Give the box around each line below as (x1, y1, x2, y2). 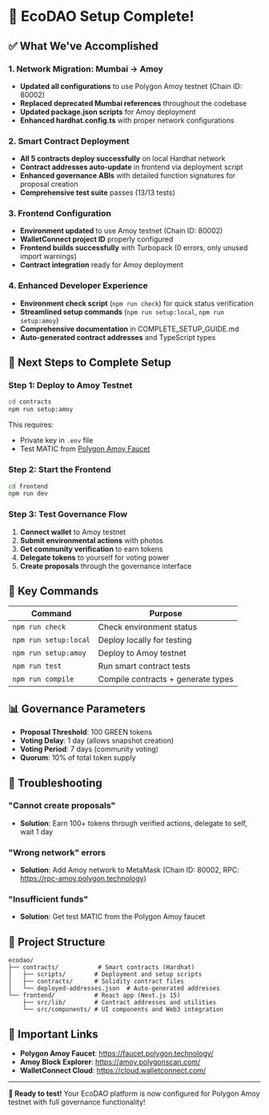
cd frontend (8, 482, 48, 490)
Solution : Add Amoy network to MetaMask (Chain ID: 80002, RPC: (19, 866, 240, 875)
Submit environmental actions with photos (19, 535, 163, 545)
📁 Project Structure (8, 935, 106, 949)
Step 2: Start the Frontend (8, 464, 111, 476)
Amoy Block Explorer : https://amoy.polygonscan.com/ (19, 1057, 201, 1067)
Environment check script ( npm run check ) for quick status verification (19, 298, 254, 308)
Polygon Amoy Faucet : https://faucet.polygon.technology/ (19, 1048, 214, 1058)
